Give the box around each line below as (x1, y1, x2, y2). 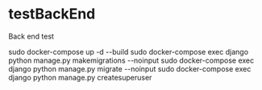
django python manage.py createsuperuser (8, 72, 152, 82)
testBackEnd (8, 5, 96, 23)
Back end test (8, 31, 55, 41)
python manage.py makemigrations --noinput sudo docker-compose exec (8, 55, 255, 65)
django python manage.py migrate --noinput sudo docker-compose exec (8, 63, 252, 73)
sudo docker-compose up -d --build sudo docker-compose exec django (8, 47, 248, 56)
